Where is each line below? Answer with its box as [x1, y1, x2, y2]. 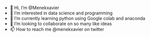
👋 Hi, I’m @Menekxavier [9, 5, 59, 10]
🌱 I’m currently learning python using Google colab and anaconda [9, 15, 145, 21]
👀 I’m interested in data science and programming [9, 10, 113, 16]
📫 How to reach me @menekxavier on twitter [9, 26, 104, 32]
